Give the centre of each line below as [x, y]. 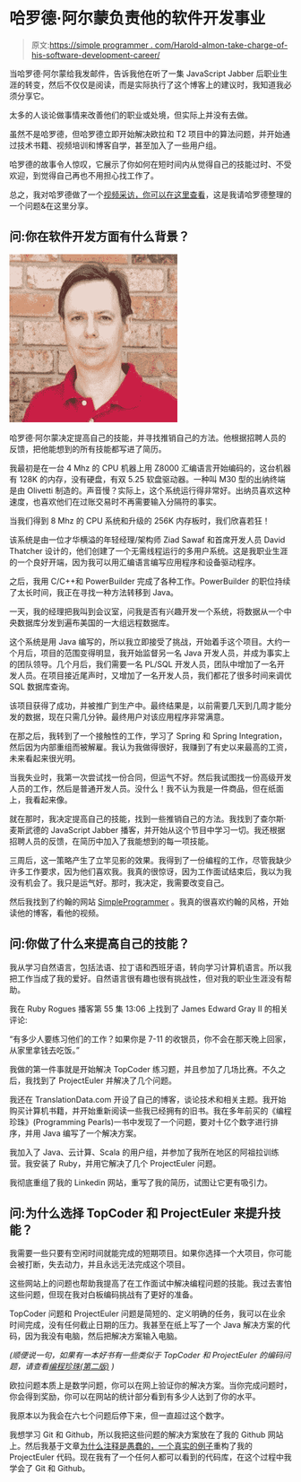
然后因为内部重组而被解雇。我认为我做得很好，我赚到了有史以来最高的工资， [150, 747]
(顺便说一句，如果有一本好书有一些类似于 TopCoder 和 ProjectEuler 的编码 [146, 1356]
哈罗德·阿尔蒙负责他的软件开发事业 [138, 18]
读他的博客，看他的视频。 [56, 913]
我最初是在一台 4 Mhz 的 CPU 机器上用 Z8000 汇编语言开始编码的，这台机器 [150, 468]
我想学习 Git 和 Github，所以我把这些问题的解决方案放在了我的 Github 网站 [146, 1434]
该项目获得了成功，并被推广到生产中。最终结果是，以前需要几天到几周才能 [146, 706]
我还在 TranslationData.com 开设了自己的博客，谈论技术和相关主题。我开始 [148, 1099]
